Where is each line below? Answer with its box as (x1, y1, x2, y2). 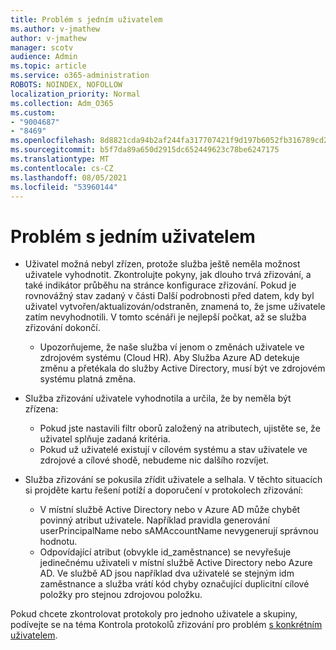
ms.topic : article (10, 61, 87, 71)
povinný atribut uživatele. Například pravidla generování (39, 514, 270, 526)
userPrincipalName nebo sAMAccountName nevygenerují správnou (39, 525, 319, 537)
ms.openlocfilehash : (10, 136, 97, 146)
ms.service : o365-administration (10, 71, 150, 81)
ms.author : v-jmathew (10, 24, 101, 34)
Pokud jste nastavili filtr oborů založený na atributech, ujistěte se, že (39, 422, 321, 435)
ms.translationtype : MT (10, 154, 110, 164)
